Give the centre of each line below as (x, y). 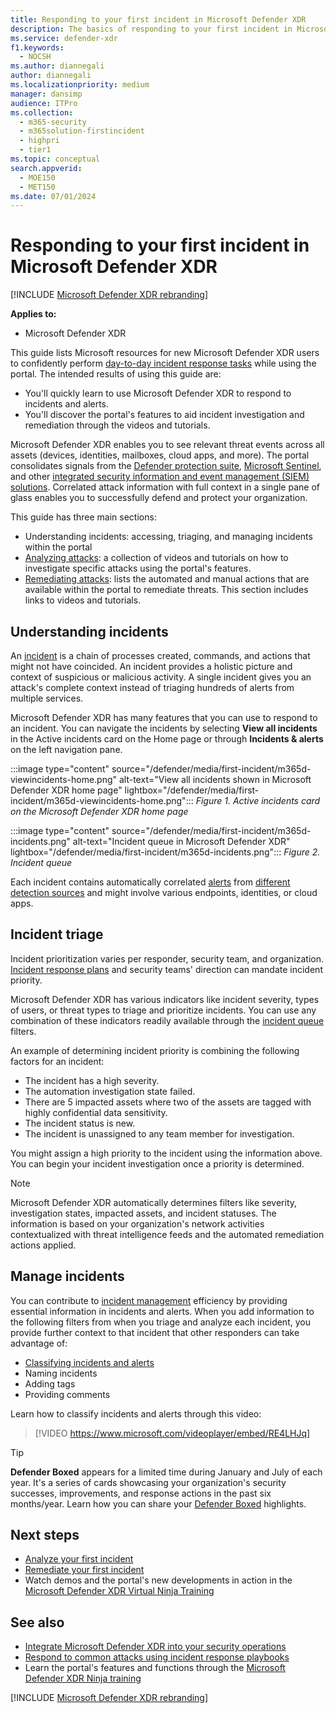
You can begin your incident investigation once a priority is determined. (157, 1163)
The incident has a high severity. (92, 1080)
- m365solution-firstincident (82, 131)
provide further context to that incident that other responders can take (155, 1332)
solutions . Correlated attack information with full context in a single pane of (165, 487)
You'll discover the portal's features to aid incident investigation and (164, 415)
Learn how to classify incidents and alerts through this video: (136, 1413)
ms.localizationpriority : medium (80, 85)
